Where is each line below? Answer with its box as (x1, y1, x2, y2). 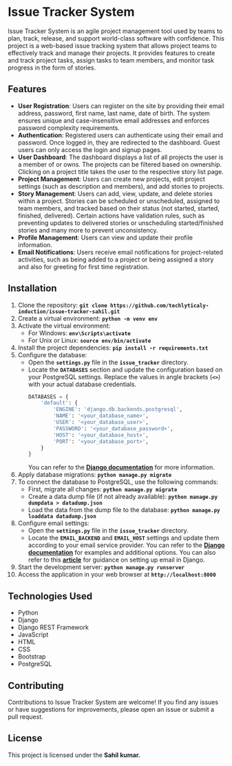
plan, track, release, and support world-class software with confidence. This (8, 34, 224, 42)
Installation (8, 283, 57, 295)
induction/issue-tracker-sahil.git (17, 308, 120, 315)
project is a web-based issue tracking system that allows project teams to (8, 41, 218, 50)
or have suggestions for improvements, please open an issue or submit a (8, 705, 215, 713)
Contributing (8, 679, 64, 692)
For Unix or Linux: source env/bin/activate (28, 336, 151, 344)
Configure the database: (17, 350, 87, 359)
